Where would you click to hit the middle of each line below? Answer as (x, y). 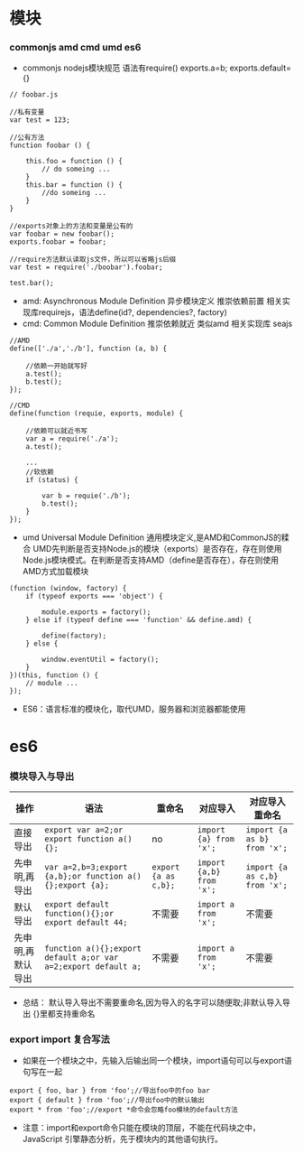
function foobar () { (50, 145)
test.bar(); (32, 284)
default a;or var (82, 957)
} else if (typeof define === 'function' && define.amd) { (139, 620)
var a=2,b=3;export (86, 867)
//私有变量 (27, 112)
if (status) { (52, 480)
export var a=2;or (84, 830)
